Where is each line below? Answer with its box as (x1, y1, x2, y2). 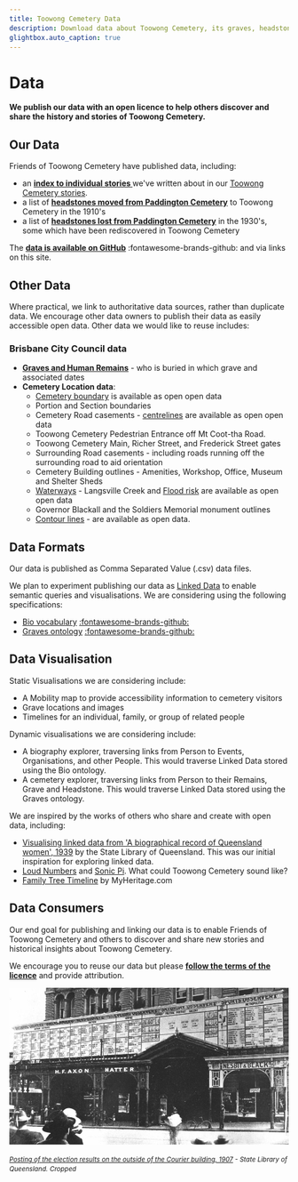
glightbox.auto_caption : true (9, 33, 122, 42)
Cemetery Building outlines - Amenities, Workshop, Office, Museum (35, 467, 284, 478)
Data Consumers (9, 901, 105, 916)
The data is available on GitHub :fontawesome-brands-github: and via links (9, 243, 286, 253)
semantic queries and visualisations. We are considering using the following (9, 590, 286, 600)
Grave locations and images (21, 702, 124, 712)
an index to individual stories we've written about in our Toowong (21, 178, 264, 189)
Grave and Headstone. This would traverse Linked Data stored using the (21, 784, 286, 794)
